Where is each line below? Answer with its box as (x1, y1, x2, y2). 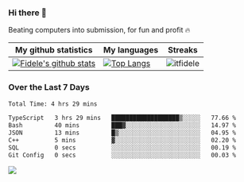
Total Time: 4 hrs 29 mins (8, 99, 98, 108)
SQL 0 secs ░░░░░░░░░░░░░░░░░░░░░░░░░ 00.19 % (8, 143, 237, 152)
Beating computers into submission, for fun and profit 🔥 (8, 25, 191, 35)
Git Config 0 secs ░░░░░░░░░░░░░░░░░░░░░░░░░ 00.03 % (8, 151, 237, 159)
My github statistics (14, 45, 93, 56)
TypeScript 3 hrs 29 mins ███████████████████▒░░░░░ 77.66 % (8, 114, 237, 122)
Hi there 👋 (8, 7, 48, 18)
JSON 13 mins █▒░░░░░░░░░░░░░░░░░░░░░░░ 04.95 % (8, 129, 237, 137)
